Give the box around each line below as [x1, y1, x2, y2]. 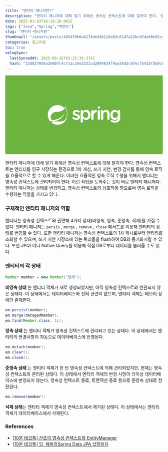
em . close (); [5, 355, 30, 360]
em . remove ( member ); [5, 394, 46, 399]
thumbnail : [5, 35, 28, 40]
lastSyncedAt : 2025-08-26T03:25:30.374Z [9, 56, 95, 61]
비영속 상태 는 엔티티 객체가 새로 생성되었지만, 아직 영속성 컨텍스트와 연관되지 [5, 284, 156, 290]
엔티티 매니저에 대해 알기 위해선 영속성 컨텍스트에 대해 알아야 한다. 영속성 [5, 160, 148, 166]
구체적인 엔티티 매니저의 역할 [5, 205, 70, 212]
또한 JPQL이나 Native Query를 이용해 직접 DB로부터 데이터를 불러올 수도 [11, 242, 155, 248]
